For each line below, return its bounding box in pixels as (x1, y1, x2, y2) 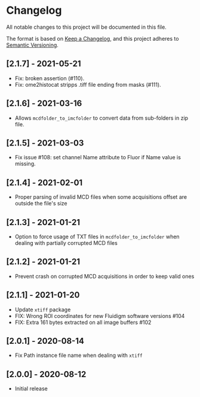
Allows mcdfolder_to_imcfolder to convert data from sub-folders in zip (14, 114, 189, 122)
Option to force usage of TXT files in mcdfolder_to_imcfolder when (14, 233, 180, 240)
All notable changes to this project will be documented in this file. (6, 23, 167, 31)
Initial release (14, 385, 48, 392)
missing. (14, 160, 36, 168)
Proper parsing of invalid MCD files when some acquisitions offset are (14, 193, 187, 201)
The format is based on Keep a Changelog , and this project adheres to (6, 35, 179, 42)
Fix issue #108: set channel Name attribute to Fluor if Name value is (14, 154, 181, 161)
